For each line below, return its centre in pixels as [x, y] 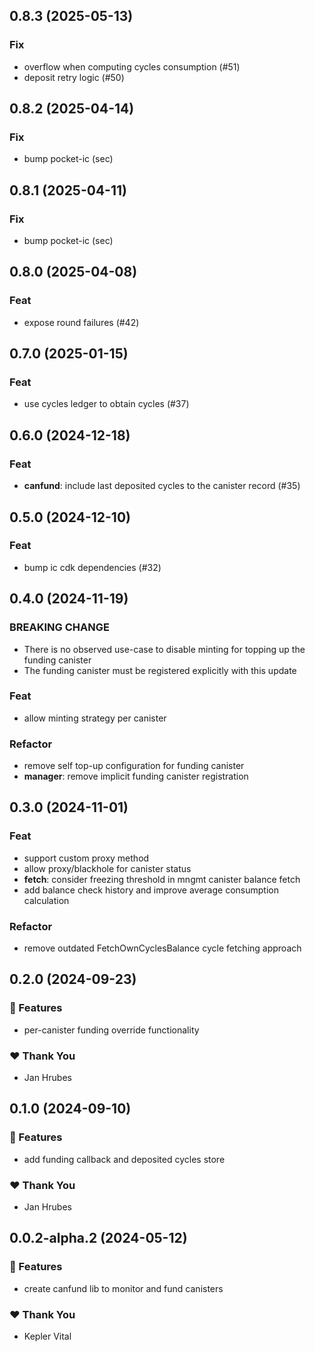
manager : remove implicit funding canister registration [136, 776]
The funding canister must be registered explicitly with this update [160, 670]
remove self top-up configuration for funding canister [134, 766]
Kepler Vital [47, 1336]
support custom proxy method [86, 858]
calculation [46, 900]
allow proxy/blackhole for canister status [107, 868]
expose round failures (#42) [81, 322]
